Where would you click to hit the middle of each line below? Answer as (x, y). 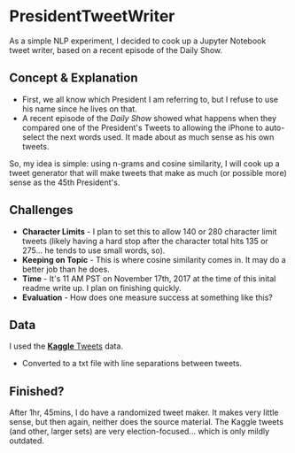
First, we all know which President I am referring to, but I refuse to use (150, 99)
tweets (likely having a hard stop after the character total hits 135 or (145, 241)
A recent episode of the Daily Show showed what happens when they (149, 118)
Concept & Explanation (74, 78)
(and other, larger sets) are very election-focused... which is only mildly (140, 432)
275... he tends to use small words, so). (93, 250)
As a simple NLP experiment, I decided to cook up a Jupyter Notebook (138, 41)
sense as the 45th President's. (65, 182)
